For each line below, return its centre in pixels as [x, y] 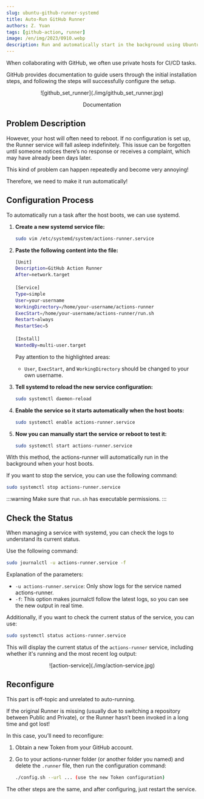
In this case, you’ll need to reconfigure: [55, 735]
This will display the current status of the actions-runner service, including [100, 647]
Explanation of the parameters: [45, 574]
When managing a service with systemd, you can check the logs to [90, 533]
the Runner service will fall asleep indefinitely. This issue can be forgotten [99, 144]
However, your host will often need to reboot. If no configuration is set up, [99, 138]
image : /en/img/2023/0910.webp [46, 39]
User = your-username [40, 301]
